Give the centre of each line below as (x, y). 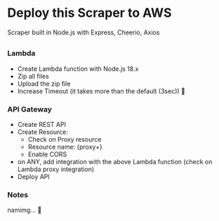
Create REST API (42, 125)
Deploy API (34, 176)
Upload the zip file (44, 83)
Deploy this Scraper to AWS (89, 13)
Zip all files (33, 76)
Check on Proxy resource (65, 139)
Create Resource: (43, 132)
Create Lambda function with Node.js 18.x (78, 69)
